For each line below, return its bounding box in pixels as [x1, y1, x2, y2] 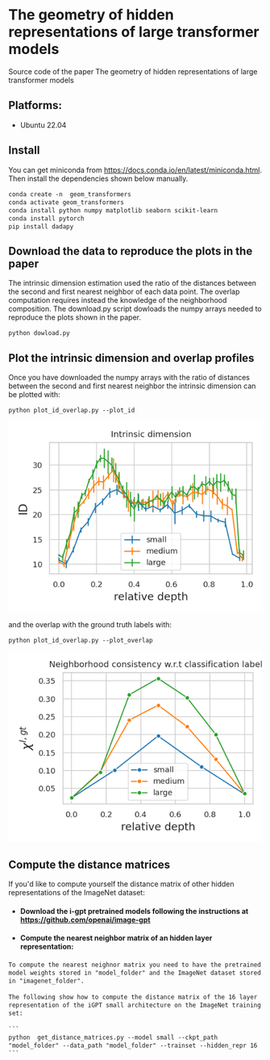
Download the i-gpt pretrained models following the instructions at [19, 906, 249, 915]
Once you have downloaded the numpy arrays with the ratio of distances [8, 373, 250, 383]
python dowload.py [8, 329, 70, 337]
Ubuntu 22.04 [19, 119, 67, 130]
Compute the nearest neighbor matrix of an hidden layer [19, 933, 213, 943]
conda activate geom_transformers [8, 198, 125, 207]
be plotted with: [8, 390, 60, 400]
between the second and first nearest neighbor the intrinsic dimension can [8, 381, 256, 391]
